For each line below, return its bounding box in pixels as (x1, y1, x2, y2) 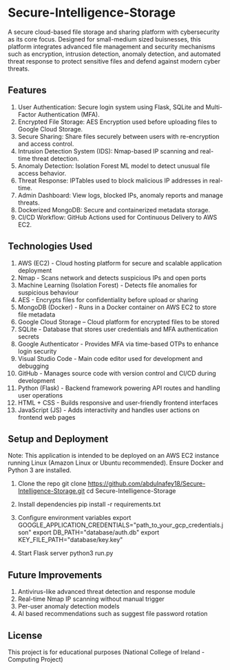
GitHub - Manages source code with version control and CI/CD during (17, 369, 216, 378)
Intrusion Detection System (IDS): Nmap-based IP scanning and (17, 147, 199, 155)
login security (17, 347, 57, 355)
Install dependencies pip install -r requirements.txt (17, 500, 161, 509)
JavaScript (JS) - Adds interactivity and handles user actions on (17, 406, 200, 414)
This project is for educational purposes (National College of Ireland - (8, 648, 205, 656)
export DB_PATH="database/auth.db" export (32, 528, 160, 537)
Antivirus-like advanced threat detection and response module (17, 588, 196, 596)
